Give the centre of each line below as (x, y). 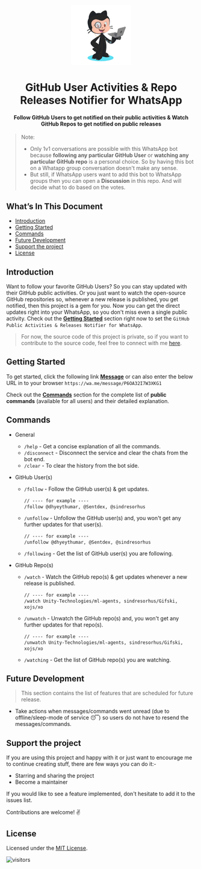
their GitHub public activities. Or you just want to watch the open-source (96, 293)
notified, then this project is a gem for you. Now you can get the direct (93, 306)
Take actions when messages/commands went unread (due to (92, 711)
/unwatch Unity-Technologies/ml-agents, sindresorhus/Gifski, (104, 642)
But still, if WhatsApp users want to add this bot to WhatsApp (106, 174)
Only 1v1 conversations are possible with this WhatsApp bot (104, 149)
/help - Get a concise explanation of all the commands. (92, 446)
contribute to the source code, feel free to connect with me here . (101, 343)
